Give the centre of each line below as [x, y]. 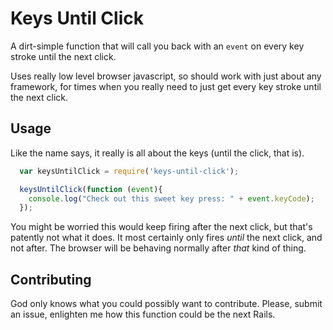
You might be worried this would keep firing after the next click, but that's [161, 227]
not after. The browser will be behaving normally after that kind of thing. [158, 248]
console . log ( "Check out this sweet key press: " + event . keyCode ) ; [171, 198]
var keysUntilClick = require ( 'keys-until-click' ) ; [129, 171]
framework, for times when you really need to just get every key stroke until [166, 86]
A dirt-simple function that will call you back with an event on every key [157, 46]
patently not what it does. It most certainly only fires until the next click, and [166, 238]
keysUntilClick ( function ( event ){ [91, 189]
